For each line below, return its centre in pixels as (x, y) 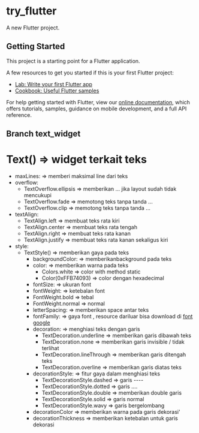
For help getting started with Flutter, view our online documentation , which (98, 102)
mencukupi (38, 196)
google (41, 323)
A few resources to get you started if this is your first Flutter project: (90, 73)
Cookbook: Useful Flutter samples (57, 91)
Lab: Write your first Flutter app (54, 84)
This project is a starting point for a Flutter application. (73, 61)
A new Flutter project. (33, 28)
